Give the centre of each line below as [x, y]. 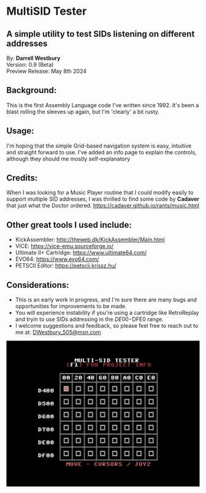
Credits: [22, 178]
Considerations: [38, 285]
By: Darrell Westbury [33, 58]
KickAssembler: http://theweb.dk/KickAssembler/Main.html [90, 239]
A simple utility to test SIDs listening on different [101, 34]
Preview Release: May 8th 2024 [47, 71]
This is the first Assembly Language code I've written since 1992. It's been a [103, 105]
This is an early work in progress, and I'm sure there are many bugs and [106, 300]
